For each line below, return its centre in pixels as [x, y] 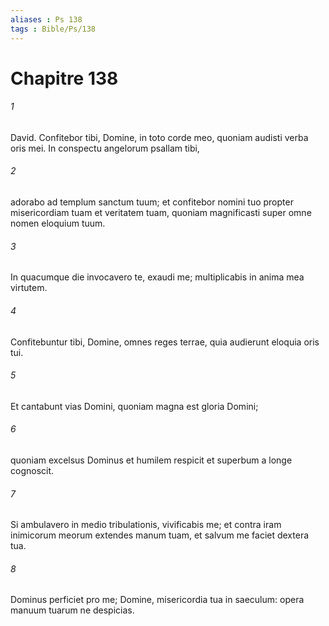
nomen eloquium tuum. [58, 223]
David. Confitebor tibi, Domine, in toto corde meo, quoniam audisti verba [159, 137]
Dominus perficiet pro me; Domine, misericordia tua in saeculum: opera [157, 600]
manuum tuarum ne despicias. [72, 610]
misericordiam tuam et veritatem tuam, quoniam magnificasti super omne [161, 213]
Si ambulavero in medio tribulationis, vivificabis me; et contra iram [146, 525]
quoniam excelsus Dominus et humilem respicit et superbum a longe [151, 460]
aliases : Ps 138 [46, 19]
